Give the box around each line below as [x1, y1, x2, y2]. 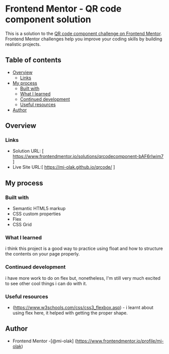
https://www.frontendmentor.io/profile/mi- [76, 338, 164, 344]
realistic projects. [5, 41, 41, 47]
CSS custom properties [12, 211, 61, 217]
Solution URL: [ [12, 148, 44, 154]
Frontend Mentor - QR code [5, 3, 122, 15]
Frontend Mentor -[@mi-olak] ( [12, 338, 77, 344]
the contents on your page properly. [5, 251, 80, 257]
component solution [5, 14, 92, 25]
